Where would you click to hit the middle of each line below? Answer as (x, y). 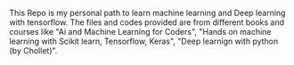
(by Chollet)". (33, 51)
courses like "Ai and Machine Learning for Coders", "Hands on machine (140, 32)
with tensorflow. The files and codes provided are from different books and (147, 22)
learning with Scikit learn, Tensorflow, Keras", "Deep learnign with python (144, 41)
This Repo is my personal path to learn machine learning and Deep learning (147, 13)
